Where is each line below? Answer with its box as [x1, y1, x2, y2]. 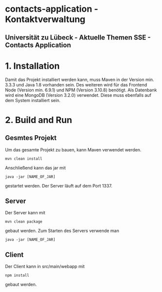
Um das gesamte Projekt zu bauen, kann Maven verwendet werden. [5, 146, 142, 152]
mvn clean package [5, 219, 42, 224]
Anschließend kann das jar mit [5, 165, 66, 170]
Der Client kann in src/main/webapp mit [5, 264, 85, 270]
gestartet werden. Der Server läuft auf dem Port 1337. [5, 183, 113, 188]
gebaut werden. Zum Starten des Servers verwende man [5, 228, 120, 234]
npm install [5, 273, 29, 278]
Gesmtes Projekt [5, 134, 57, 142]
